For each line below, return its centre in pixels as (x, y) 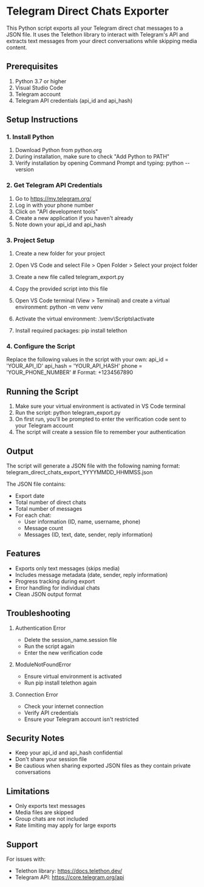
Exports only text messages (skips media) (67, 568)
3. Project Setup (30, 240)
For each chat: (33, 515)
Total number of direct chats (50, 502)
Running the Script (42, 391)
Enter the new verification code (63, 652)
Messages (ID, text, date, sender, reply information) (88, 534)
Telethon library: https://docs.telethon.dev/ (69, 871)
